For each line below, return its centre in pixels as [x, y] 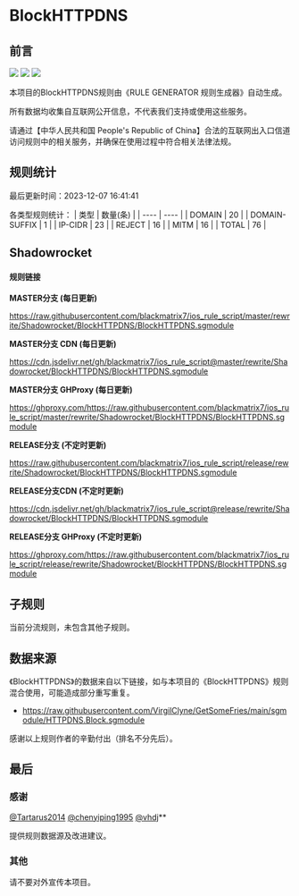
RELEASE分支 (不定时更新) [58, 445]
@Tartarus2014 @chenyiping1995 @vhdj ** [88, 817]
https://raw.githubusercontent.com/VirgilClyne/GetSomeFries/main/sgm [154, 711]
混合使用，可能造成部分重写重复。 [72, 693]
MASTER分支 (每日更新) [54, 298]
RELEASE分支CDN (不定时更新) [67, 491]
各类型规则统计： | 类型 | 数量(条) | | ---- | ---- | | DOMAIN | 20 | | [129, 215]
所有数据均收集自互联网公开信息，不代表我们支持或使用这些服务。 [130, 111]
